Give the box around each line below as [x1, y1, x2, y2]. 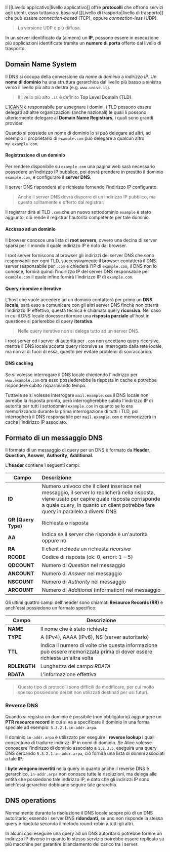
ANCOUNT [8, 570, 34, 577]
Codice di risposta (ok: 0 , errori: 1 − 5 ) [41, 554, 133, 561]
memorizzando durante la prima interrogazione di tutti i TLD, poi [5, 408, 139, 414]
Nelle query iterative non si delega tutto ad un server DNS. [17, 328, 140, 334]
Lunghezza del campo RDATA [40, 663, 111, 670]
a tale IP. [5, 755, 24, 761]
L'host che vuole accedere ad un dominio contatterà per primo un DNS [5, 297, 153, 303]
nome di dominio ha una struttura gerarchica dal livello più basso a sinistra [5, 78, 161, 85]
